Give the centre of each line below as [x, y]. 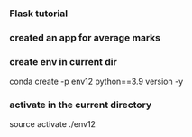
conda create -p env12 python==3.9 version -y [96, 82]
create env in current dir [63, 61]
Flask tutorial [39, 14]
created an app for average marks [85, 37]
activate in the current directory [81, 105]
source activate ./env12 [53, 124]
